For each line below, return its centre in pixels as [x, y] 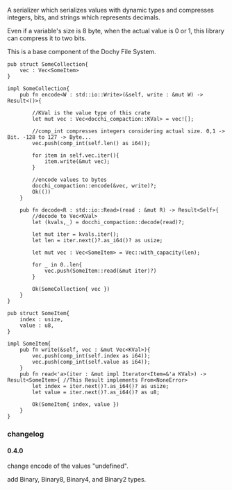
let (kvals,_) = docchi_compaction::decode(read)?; [109, 222]
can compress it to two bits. [47, 38]
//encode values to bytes [70, 180]
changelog [26, 434]
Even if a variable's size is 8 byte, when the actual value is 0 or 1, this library [116, 31]
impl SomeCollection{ [39, 89]
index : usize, [42, 319]
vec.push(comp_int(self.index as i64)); [91, 356]
